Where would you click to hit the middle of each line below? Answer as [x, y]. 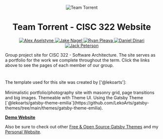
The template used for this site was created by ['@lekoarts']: [66, 82]
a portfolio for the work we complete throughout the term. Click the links [77, 60]
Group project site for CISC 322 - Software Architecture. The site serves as [80, 55]
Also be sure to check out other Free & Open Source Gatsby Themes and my [82, 127]
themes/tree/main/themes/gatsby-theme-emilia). [54, 108]
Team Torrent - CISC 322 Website [82, 27]
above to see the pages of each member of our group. [60, 65]
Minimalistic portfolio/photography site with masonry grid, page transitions [80, 93]
